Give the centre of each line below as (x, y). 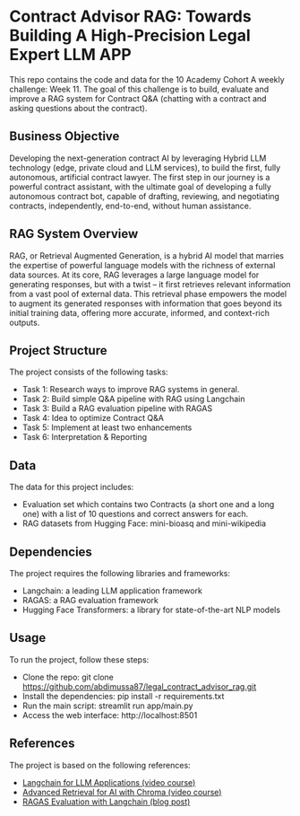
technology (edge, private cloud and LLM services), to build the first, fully (145, 167)
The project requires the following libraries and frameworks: (120, 573)
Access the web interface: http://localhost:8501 (110, 715)
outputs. (25, 322)
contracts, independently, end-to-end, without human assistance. (130, 206)
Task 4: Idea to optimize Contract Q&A (93, 418)
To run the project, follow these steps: (79, 659)
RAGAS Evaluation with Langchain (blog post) (106, 802)
